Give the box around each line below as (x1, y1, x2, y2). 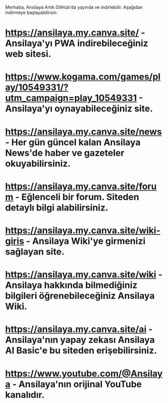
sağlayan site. (5, 246, 65, 257)
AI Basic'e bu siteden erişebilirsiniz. (5, 345, 157, 356)
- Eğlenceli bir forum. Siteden (15, 191, 139, 202)
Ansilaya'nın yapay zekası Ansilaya (5, 334, 155, 345)
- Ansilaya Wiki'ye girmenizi (25, 235, 146, 246)
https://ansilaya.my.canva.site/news (5, 126, 162, 137)
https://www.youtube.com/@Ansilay (5, 367, 163, 379)
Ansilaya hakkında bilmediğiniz (5, 279, 137, 291)
